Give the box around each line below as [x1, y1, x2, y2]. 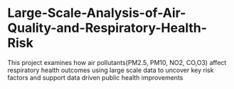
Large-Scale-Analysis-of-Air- [7, 5, 186, 21]
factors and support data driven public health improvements [7, 73, 184, 82]
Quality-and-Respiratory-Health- [7, 20, 208, 36]
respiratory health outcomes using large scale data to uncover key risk [7, 66, 214, 74]
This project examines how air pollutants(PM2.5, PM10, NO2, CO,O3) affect [7, 58, 227, 66]
